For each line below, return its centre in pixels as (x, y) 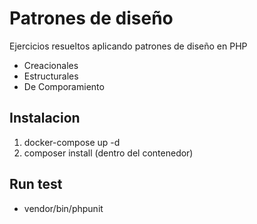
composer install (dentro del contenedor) (108, 153)
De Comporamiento (64, 86)
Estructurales (51, 76)
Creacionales (51, 65)
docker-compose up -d (72, 142)
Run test (36, 184)
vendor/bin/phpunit (63, 208)
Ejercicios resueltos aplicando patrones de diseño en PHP (128, 46)
